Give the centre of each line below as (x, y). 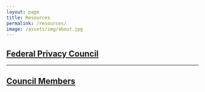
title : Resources (28, 18)
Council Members (41, 81)
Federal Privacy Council (52, 53)
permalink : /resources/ (37, 23)
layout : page (23, 12)
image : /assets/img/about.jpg (45, 29)
